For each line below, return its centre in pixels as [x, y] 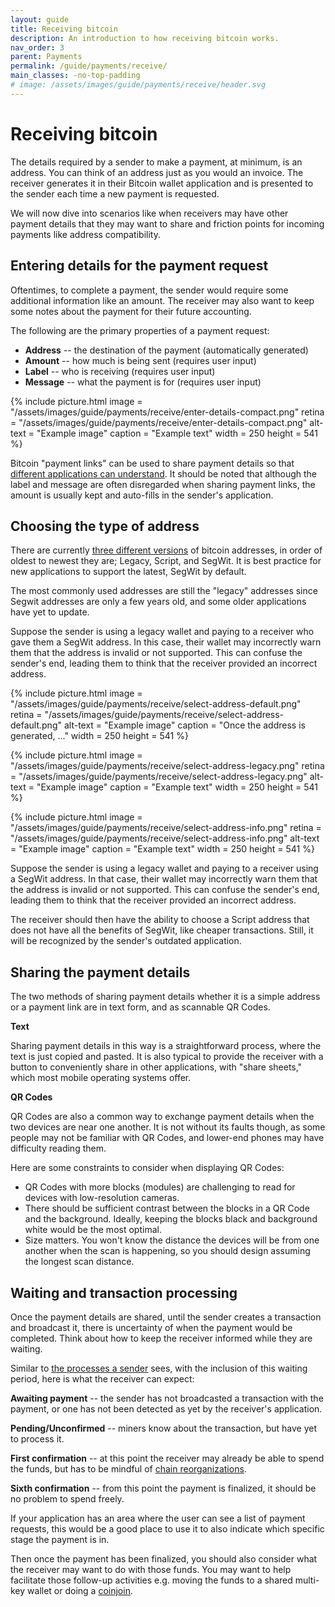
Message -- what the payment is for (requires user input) [143, 382]
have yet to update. [50, 612]
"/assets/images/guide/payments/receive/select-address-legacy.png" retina [167, 766]
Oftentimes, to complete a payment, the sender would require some [149, 290]
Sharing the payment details [100, 972]
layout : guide [40, 19]
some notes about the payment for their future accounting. [131, 311]
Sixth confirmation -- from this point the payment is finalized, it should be [163, 1488]
